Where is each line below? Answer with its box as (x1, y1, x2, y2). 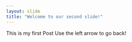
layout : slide (6, 8, 41, 14)
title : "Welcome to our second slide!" (6, 14, 103, 20)
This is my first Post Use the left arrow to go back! (6, 29, 127, 36)
